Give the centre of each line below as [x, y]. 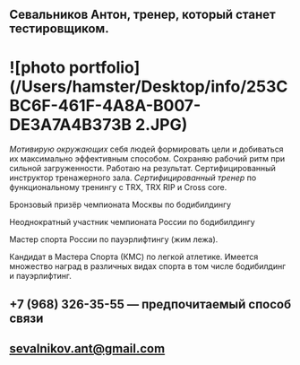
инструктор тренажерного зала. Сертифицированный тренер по [133, 178]
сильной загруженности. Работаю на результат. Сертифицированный [142, 169]
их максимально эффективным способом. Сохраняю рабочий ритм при [147, 159]
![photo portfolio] [75, 67]
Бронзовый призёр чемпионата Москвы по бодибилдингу [120, 204]
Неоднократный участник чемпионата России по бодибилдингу [132, 222]
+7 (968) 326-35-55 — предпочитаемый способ [150, 304]
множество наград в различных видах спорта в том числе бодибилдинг [148, 266]
